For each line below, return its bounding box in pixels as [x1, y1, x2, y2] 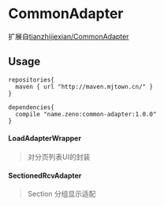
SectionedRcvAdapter [8, 171, 82, 180]
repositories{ [8, 75, 55, 83]
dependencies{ [8, 103, 55, 111]
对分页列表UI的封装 [27, 152, 91, 161]
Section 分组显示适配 [27, 189, 96, 199]
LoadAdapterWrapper [8, 134, 81, 143]
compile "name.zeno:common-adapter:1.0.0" [15, 110, 157, 118]
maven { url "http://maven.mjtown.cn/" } [15, 83, 154, 90]
